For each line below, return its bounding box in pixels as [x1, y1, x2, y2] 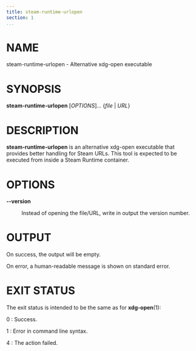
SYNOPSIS [6, 82, 62, 96]
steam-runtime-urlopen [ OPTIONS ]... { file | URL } [6, 102, 130, 109]
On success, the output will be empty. [6, 251, 101, 258]
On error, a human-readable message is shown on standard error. [6, 262, 171, 270]
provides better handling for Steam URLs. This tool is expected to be [6, 150, 177, 157]
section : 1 [6, 15, 34, 21]
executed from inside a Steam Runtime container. [6, 156, 129, 164]
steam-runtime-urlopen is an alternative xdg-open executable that [6, 143, 175, 151]
